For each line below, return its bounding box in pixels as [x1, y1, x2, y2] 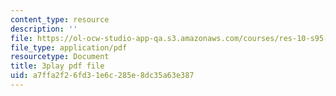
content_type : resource [10, 14, 110, 25]
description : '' [10, 24, 78, 34]
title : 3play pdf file [10, 61, 105, 71]
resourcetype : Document [10, 52, 110, 62]
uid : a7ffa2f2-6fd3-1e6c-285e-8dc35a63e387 [10, 71, 195, 81]
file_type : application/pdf [10, 42, 128, 53]
